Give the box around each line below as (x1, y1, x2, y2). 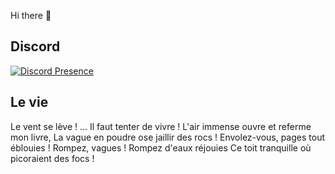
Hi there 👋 (10, 10, 52, 21)
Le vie (10, 94, 49, 111)
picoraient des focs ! (10, 152, 95, 164)
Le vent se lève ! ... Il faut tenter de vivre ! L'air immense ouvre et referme (10, 120, 312, 132)
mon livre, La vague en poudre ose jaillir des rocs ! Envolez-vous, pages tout (10, 131, 326, 143)
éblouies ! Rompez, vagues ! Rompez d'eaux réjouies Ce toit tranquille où (10, 141, 312, 154)
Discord (10, 38, 61, 55)
